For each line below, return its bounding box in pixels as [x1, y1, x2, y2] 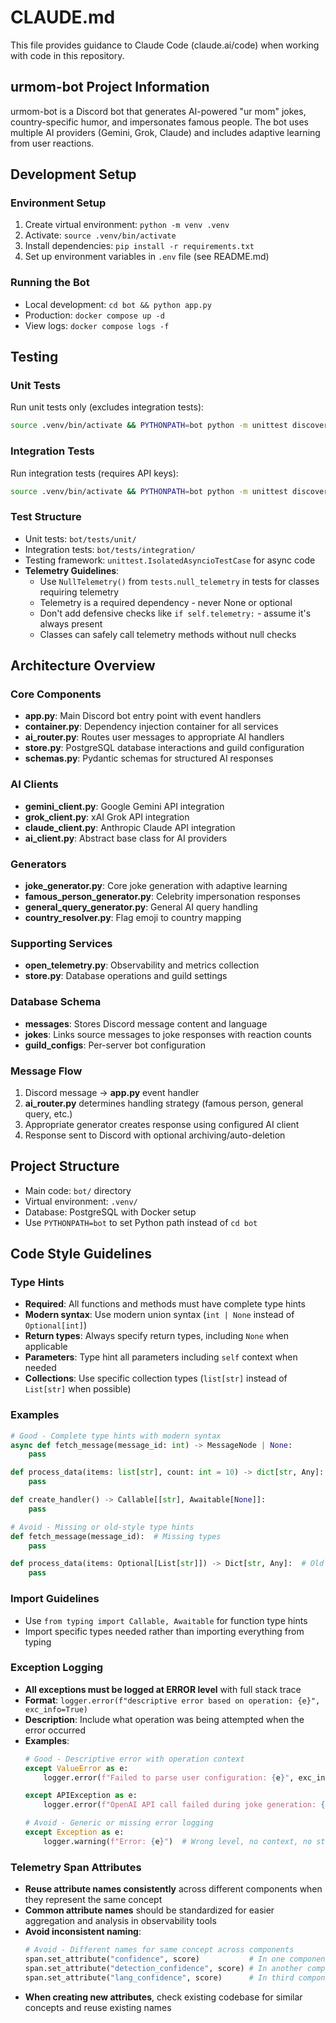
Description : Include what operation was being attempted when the [24, 1713, 305, 1725]
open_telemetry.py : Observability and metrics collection [24, 959, 260, 971]
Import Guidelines [10, 1592, 100, 1606]
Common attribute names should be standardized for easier [24, 1904, 275, 1916]
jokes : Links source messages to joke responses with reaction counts [24, 1028, 312, 1040]
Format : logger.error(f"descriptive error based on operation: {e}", [24, 1694, 321, 1706]
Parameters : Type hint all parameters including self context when [24, 1351, 298, 1363]
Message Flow [10, 1064, 83, 1078]
